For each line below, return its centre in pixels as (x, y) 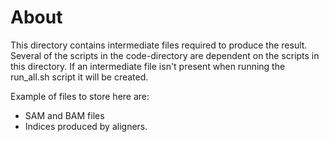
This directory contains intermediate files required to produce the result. (159, 45)
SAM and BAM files (64, 115)
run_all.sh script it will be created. (79, 77)
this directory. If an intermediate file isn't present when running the (148, 66)
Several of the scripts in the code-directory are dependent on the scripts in (165, 55)
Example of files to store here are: (80, 96)
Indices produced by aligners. (86, 126)
